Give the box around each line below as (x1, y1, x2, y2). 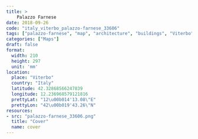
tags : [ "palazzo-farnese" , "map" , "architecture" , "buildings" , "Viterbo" (6, 31, 194, 37)
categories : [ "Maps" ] (6, 36, 60, 42)
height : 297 (11, 58, 41, 64)
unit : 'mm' (11, 63, 38, 70)
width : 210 (11, 53, 38, 59)
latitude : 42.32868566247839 (11, 86, 83, 92)
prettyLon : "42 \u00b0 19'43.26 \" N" (11, 102, 96, 108)
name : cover (11, 124, 41, 130)
